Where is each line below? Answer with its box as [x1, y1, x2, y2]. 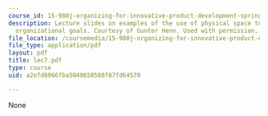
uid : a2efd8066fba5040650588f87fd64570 [8, 71, 141, 79]
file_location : [8, 34, 59, 42]
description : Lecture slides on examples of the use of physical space [8, 19, 251, 27]
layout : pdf [8, 49, 48, 57]
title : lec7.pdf [8, 57, 62, 65]
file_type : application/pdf [8, 42, 102, 50]
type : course [8, 64, 52, 72]
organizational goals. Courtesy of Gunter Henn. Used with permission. [15, 26, 259, 34]
